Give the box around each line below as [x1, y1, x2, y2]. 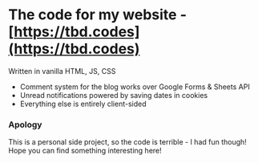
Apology [8, 119, 42, 130]
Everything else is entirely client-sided [19, 99, 147, 108]
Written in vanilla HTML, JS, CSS [8, 66, 116, 75]
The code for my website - [8, 6, 187, 24]
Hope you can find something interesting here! [8, 146, 162, 156]
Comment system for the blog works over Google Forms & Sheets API [19, 82, 250, 92]
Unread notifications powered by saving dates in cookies [19, 90, 208, 100]
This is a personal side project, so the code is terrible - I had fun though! [8, 137, 247, 147]
